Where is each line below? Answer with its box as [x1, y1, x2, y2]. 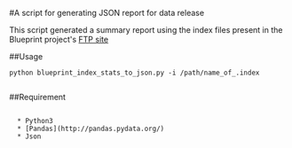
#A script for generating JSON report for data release [9, 8, 205, 18]
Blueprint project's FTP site [9, 35, 109, 44]
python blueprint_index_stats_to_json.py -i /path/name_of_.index [9, 68, 260, 77]
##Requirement [9, 92, 67, 102]
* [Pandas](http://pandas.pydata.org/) [17, 124, 165, 133]
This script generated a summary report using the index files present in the [9, 25, 283, 35]
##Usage [9, 51, 43, 61]
